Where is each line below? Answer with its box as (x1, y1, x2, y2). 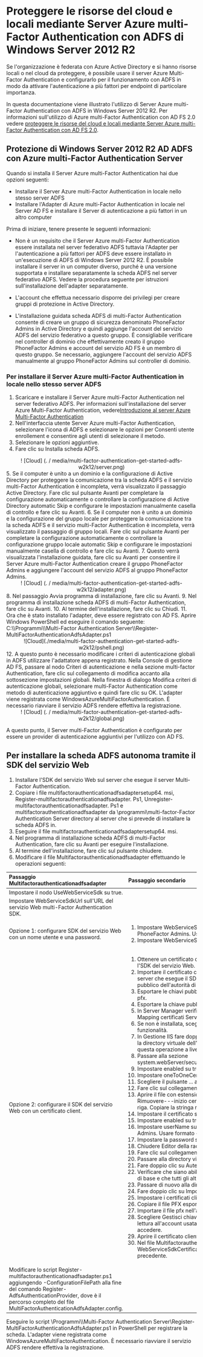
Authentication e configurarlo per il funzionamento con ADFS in (23, 76, 181, 83)
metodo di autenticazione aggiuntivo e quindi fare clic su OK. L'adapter (6, 689, 183, 696)
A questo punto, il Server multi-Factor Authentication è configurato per (6, 727, 182, 734)
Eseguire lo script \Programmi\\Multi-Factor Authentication (6, 1318, 152, 1325)
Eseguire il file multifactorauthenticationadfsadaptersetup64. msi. (14, 827, 178, 835)
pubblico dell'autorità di (137, 982, 196, 989)
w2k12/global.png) (78, 715, 125, 722)
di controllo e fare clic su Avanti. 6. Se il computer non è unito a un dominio (6, 508, 193, 516)
